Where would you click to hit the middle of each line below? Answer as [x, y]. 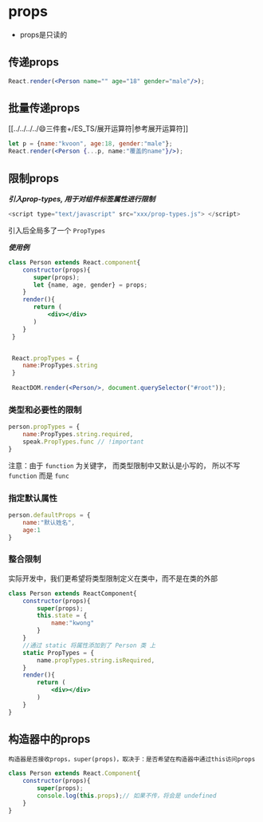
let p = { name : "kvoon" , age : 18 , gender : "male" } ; [90, 144]
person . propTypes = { [44, 427]
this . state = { [62, 616]
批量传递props [44, 108]
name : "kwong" [72, 623]
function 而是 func [39, 475]
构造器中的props [49, 739]
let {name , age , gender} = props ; [90, 285]
